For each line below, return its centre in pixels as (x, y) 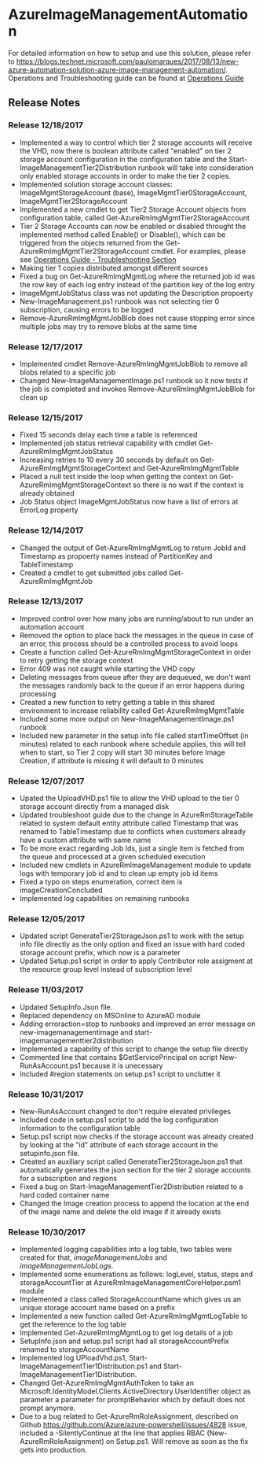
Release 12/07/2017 (46, 781)
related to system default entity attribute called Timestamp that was (129, 823)
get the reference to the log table (73, 1324)
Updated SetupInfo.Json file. (66, 1007)
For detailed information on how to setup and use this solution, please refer (130, 53)
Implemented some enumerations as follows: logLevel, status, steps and (136, 1274)
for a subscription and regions (68, 1178)
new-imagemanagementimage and (76, 1032)
